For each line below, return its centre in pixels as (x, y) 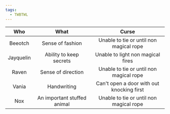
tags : (11, 10)
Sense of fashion (62, 43)
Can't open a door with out (127, 83)
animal (62, 104)
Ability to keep (62, 54)
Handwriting (62, 86)
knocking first (127, 89)
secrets (62, 61)
